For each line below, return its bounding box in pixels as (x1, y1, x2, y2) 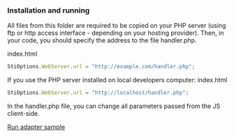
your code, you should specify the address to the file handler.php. (7, 36, 197, 45)
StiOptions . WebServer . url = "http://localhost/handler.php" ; (7, 89, 189, 96)
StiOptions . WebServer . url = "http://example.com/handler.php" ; (7, 63, 196, 70)
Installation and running (7, 6, 90, 15)
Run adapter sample (7, 123, 65, 131)
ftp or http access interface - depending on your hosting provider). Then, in (7, 29, 224, 37)
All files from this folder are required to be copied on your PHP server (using (7, 22, 226, 30)
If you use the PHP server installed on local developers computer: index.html (7, 76, 228, 84)
